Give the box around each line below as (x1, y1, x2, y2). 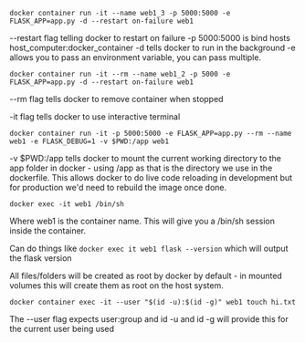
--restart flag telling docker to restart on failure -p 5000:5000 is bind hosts (9, 33, 290, 43)
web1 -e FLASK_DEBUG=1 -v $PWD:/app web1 (9, 137, 170, 146)
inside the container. (9, 225, 87, 236)
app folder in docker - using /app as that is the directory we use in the (9, 162, 273, 173)
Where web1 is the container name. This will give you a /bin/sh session (9, 215, 276, 226)
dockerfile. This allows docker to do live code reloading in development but (9, 172, 293, 182)
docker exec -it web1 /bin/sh (9, 200, 125, 209)
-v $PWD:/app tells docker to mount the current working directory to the (9, 153, 281, 163)
